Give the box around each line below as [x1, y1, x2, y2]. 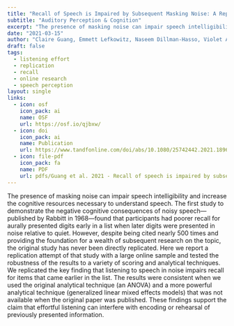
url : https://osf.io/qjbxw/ [19, 120, 101, 128]
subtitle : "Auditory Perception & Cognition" [7, 17, 141, 24]
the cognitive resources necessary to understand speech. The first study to [7, 199, 224, 207]
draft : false [7, 43, 45, 50]
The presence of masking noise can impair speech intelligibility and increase [7, 191, 227, 200]
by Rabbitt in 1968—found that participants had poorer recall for [37, 214, 221, 222]
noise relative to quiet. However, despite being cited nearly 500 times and [7, 228, 219, 237]
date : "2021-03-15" [7, 29, 64, 37]
